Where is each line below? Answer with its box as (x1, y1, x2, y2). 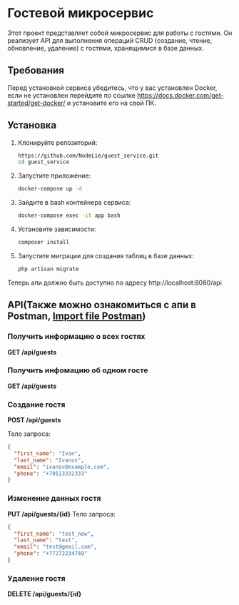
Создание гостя (7, 400, 66, 410)
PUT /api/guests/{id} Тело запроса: (7, 509, 116, 518)
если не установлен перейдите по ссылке (7, 91, 136, 99)
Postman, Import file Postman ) (7, 310, 146, 322)
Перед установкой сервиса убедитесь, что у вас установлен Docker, (7, 83, 218, 92)
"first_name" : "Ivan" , (14, 449, 81, 457)
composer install (17, 239, 70, 246)
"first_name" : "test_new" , (14, 530, 94, 537)
